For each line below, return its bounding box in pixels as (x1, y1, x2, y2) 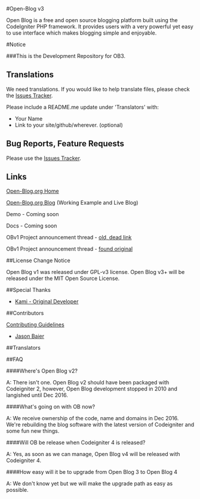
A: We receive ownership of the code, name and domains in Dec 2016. (6, 415, 179, 422)
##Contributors (6, 310, 44, 317)
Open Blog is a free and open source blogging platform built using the (6, 17, 178, 23)
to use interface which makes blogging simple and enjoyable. (6, 29, 157, 36)
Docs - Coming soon (6, 222, 57, 229)
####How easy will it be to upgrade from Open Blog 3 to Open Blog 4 (6, 469, 178, 476)
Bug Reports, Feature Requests (6, 138, 124, 149)
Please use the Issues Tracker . (6, 155, 82, 162)
